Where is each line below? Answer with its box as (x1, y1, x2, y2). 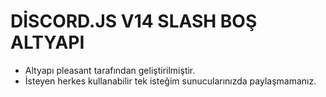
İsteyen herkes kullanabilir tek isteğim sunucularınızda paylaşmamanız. (24, 75, 317, 87)
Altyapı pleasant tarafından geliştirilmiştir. (24, 64, 196, 76)
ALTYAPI (10, 31, 85, 54)
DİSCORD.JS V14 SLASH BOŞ (10, 10, 258, 33)
